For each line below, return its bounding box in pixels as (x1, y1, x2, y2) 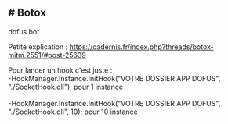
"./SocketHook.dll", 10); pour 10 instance (8, 107, 139, 116)
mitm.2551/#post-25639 (8, 50, 86, 59)
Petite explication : (8, 42, 68, 51)
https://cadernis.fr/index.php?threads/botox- (69, 42, 214, 51)
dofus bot (8, 27, 40, 36)
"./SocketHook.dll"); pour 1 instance (8, 82, 124, 91)
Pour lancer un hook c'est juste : (8, 66, 113, 75)
